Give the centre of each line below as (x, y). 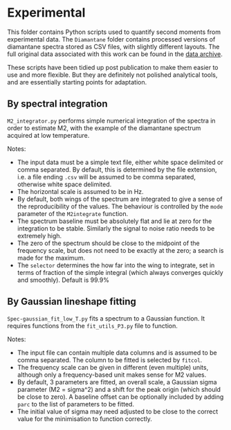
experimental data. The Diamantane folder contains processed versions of (111, 39)
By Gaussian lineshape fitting (72, 302)
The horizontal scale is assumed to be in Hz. (80, 191)
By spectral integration (58, 104)
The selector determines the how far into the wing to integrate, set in (116, 265)
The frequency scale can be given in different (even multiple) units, (113, 367)
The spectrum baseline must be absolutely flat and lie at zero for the (114, 221)
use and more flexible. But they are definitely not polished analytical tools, (112, 75)
